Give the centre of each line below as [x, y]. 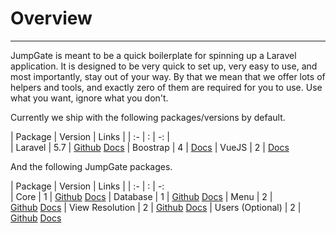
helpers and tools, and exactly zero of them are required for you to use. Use [166, 87]
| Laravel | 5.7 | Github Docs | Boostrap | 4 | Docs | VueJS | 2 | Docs [150, 147]
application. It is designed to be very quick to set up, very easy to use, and [164, 66]
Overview [51, 18]
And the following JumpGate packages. [91, 166]
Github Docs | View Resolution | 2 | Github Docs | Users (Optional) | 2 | [156, 207]
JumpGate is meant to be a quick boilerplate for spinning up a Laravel [153, 55]
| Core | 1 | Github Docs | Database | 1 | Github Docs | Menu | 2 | [141, 196]
